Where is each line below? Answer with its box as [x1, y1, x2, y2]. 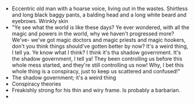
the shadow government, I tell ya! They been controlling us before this [11, 56, 183, 62]
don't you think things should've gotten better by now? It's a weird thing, [11, 43, 188, 50]
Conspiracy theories [11, 80, 61, 87]
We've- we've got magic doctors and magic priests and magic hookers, [11, 37, 186, 43]
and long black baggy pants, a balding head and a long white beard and [11, 11, 187, 18]
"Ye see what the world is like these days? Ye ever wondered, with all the [11, 24, 190, 31]
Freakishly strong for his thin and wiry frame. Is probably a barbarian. [11, 87, 181, 93]
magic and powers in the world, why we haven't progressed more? [11, 30, 174, 37]
